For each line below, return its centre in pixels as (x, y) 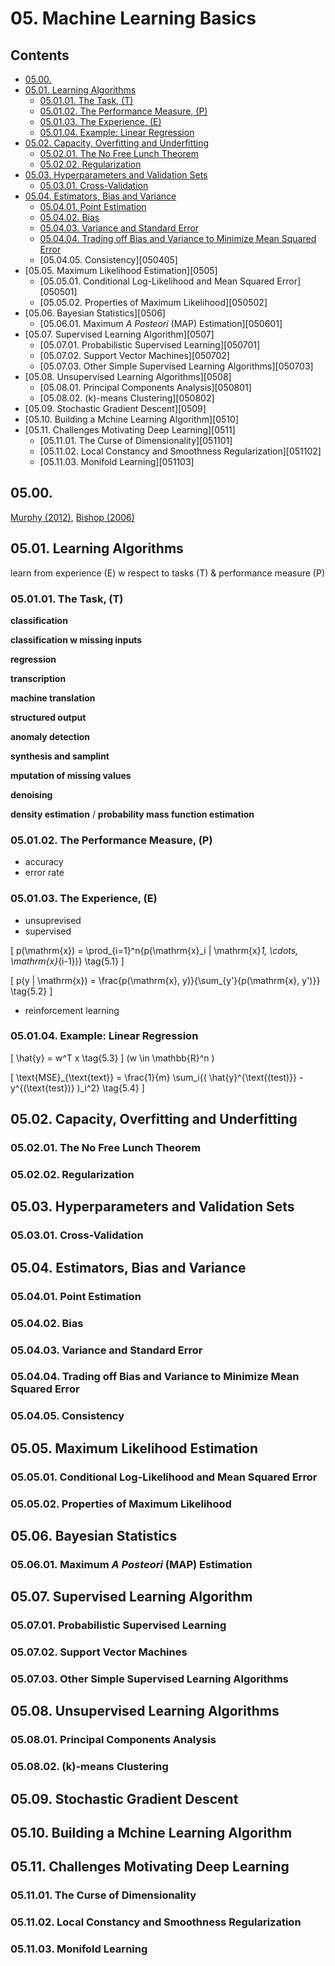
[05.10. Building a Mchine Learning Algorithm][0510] (132, 419)
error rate (44, 873)
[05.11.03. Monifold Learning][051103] (117, 461)
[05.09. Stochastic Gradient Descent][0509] (115, 408)
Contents (40, 55)
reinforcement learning (72, 1010)
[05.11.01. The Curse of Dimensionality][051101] (136, 440)
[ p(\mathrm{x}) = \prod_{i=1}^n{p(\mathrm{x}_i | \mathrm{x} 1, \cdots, (154, 950)
